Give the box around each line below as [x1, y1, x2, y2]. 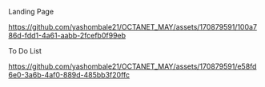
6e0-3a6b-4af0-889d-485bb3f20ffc [8, 70, 130, 79]
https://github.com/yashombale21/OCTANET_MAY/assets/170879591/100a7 [8, 22, 258, 31]
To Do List [8, 46, 42, 55]
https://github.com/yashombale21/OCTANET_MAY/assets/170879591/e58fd [8, 61, 257, 71]
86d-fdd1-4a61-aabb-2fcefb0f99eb [8, 31, 126, 40]
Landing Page [8, 7, 54, 16]
